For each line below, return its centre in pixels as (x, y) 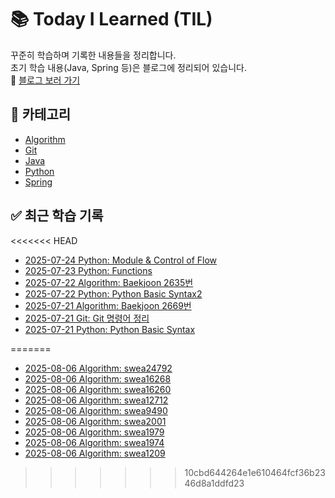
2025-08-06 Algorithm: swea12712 (96, 400)
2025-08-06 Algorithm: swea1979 (94, 432)
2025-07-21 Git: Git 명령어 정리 (87, 318)
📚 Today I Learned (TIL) (111, 19)
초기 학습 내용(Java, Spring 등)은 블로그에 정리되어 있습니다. (128, 67)
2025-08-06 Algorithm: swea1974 (94, 442)
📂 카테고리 (41, 114)
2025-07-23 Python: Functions (88, 270)
